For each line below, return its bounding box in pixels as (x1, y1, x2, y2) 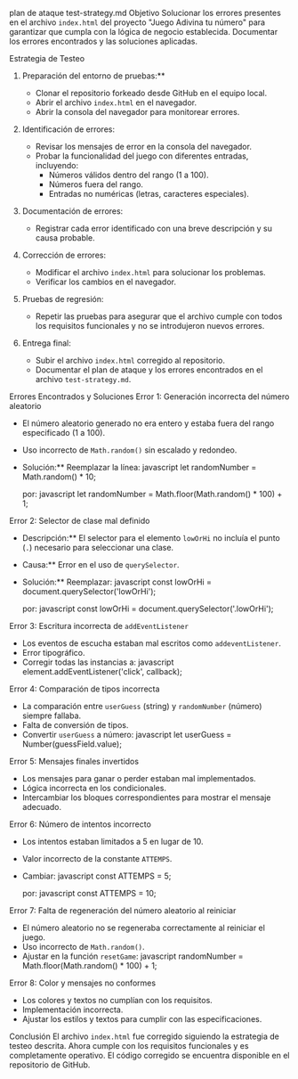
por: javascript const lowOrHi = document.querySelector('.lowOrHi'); (21, 603, 274, 614)
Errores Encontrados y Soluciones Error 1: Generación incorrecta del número (9, 391, 290, 402)
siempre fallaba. (21, 710, 82, 721)
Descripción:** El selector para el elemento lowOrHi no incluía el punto (21, 533, 280, 543)
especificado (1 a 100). (21, 428, 105, 437)
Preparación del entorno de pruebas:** (21, 70, 166, 81)
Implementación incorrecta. (21, 1004, 124, 1015)
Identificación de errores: (21, 124, 116, 135)
